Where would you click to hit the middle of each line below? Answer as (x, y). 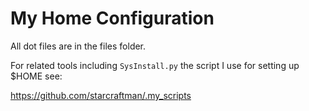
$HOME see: (36, 76)
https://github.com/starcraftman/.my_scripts (101, 95)
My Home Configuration (112, 18)
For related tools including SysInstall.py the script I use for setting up (155, 65)
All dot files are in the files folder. (78, 46)
